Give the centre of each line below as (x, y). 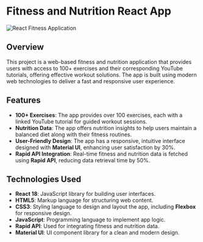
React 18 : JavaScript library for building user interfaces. (85, 194)
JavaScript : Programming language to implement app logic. (90, 220)
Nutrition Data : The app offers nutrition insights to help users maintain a (106, 128)
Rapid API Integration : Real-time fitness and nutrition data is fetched (101, 154)
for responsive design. (43, 213)
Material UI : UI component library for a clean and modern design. (97, 233)
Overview (25, 47)
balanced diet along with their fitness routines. (73, 134)
